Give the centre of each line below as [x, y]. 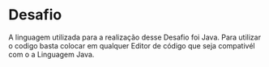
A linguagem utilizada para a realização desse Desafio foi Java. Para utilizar [135, 37]
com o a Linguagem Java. [51, 54]
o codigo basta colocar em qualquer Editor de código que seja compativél [132, 45]
